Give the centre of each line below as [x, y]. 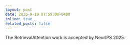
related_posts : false [28, 23]
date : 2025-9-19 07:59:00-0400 [38, 14]
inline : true [19, 19]
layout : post [19, 10]
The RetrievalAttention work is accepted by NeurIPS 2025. [65, 38]
